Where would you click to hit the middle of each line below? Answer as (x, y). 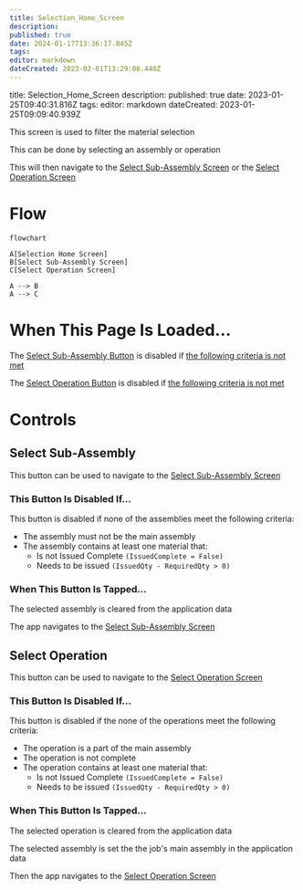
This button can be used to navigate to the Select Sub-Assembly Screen (145, 475)
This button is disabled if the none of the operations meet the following (143, 721)
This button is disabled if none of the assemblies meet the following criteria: (152, 519)
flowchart (28, 238)
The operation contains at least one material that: (115, 768)
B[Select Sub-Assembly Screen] (69, 262)
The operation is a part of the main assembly (107, 749)
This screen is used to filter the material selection (102, 131)
